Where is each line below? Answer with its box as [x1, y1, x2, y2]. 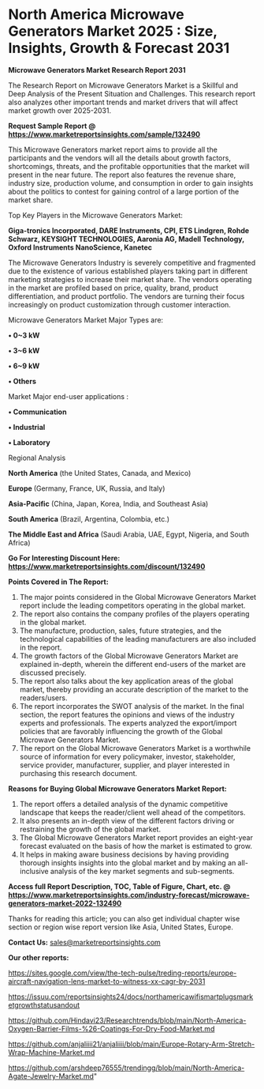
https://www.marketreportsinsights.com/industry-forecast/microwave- [8, 890, 250, 899]
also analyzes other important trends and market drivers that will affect [8, 97, 239, 107]
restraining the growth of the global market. [19, 824, 162, 834]
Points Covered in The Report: [8, 577, 109, 586]
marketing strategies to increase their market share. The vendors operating [8, 274, 252, 284]
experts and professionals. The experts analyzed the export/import [19, 718, 237, 728]
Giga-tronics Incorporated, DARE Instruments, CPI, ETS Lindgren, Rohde [8, 225, 250, 235]
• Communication [8, 407, 67, 416]
